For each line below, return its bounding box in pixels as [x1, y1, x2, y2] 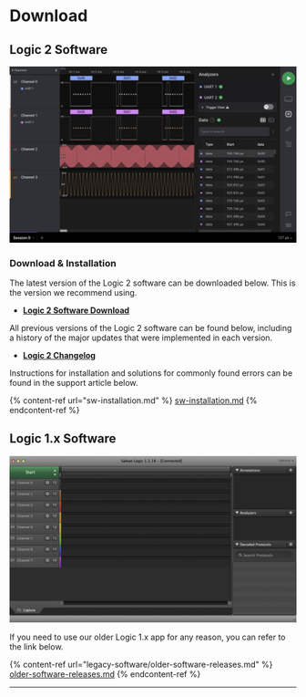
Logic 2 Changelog [22, 349, 96, 360]
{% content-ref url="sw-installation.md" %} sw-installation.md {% [9, 394, 258, 406]
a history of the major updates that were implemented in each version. [9, 332, 273, 343]
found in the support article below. [9, 377, 138, 388]
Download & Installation [9, 256, 117, 269]
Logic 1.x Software [9, 431, 117, 447]
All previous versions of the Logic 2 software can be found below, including [9, 322, 292, 333]
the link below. [9, 640, 64, 652]
